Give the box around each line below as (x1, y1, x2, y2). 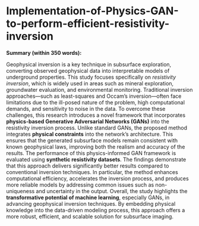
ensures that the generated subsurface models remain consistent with (6, 137, 178, 144)
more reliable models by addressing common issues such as (6, 181, 154, 188)
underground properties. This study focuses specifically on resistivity (6, 73, 176, 81)
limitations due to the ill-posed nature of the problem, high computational (6, 98, 185, 106)
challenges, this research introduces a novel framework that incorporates (6, 112, 186, 119)
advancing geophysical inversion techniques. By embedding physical (6, 200, 176, 207)
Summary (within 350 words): (6, 49, 82, 56)
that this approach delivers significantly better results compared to (6, 162, 169, 169)
